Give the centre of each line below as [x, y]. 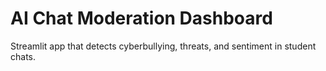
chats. [23, 56]
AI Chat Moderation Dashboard [141, 18]
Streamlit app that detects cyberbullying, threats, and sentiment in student [163, 46]
